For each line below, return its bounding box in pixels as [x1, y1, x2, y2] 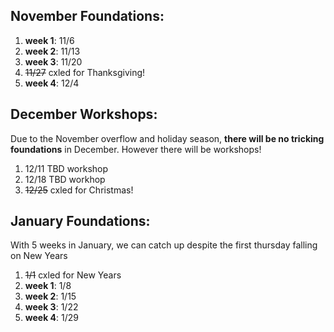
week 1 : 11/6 [24, 34, 75, 46]
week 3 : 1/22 [24, 301, 79, 313]
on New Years [10, 250, 68, 262]
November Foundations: [10, 8, 165, 25]
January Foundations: [10, 213, 151, 230]
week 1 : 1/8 [24, 280, 72, 292]
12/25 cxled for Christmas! [24, 184, 134, 196]
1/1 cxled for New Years [24, 269, 122, 281]
